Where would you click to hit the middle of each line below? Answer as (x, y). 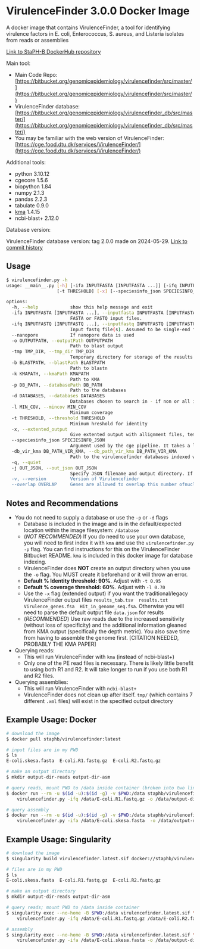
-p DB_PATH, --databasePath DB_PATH (57, 385)
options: (17, 302)
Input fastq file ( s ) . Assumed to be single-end (130, 329)
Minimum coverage (91, 412)
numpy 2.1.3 (29, 192)
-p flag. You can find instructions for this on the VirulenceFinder (102, 549)
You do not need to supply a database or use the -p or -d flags (91, 517)
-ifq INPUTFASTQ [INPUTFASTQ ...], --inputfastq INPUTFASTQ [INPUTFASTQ (104, 324)
